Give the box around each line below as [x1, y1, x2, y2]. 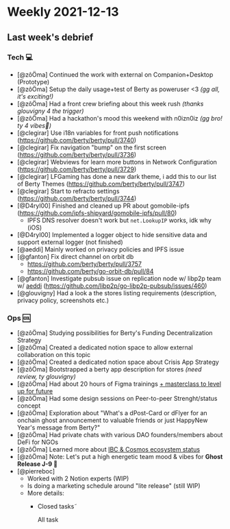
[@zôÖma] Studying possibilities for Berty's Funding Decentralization [16, 329, 214, 337]
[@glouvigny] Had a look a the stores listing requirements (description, [16, 288, 217, 297]
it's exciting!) [16, 92, 53, 100]
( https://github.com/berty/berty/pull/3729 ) [16, 165, 137, 173]
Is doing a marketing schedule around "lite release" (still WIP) [27, 482, 201, 490]
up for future [16, 387, 53, 395]
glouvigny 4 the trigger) [16, 107, 84, 115]
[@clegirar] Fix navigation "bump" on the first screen [16, 143, 166, 151]
